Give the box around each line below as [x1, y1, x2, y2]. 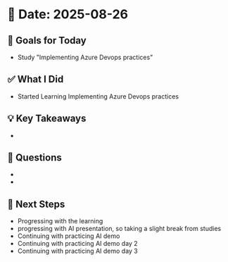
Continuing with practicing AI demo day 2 [17, 239, 139, 248]
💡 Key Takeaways [7, 113, 87, 125]
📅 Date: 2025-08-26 [7, 6, 129, 23]
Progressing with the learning [17, 217, 103, 225]
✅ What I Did [7, 73, 64, 85]
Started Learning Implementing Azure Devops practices [17, 92, 179, 101]
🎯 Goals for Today [7, 35, 87, 46]
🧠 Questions [7, 151, 62, 164]
